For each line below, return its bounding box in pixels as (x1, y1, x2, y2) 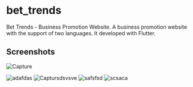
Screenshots (6, 47, 55, 57)
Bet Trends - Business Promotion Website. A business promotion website (6, 23, 188, 30)
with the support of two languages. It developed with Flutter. (6, 29, 156, 36)
